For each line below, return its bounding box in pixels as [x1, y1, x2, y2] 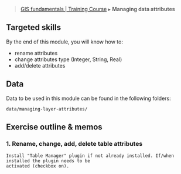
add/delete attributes [14, 62, 66, 69]
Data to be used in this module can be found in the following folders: [6, 95, 171, 102]
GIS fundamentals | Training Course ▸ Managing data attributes [20, 6, 176, 12]
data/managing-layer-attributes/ [6, 106, 88, 112]
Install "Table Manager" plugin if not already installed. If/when [6, 153, 175, 159]
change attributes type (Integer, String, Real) [14, 56, 122, 63]
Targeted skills [6, 22, 62, 32]
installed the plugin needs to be [6, 158, 91, 164]
